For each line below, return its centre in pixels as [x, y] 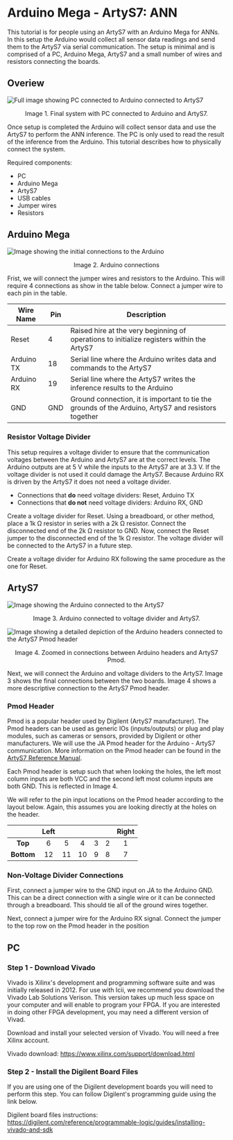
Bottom [23, 854]
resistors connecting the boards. [54, 61]
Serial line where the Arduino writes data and [144, 359]
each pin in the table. [37, 293]
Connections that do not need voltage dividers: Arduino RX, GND [110, 502]
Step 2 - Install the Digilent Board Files [73, 1071]
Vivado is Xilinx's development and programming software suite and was [111, 982]
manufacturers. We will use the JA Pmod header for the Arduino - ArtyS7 [111, 743]
